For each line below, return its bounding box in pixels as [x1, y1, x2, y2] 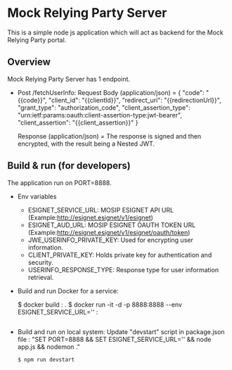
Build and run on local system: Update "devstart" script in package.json [17, 327, 225, 336]
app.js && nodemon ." [17, 343, 81, 351]
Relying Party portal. [7, 35, 67, 44]
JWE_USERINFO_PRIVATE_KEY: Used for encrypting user [27, 236, 193, 244]
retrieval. [27, 273, 54, 281]
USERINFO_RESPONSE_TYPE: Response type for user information [27, 265, 219, 274]
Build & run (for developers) [7, 160, 131, 172]
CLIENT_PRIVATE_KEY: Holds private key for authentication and [27, 250, 212, 259]
